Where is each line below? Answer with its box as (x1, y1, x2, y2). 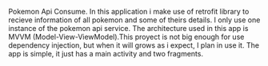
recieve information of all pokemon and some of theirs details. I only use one (8, 15, 261, 25)
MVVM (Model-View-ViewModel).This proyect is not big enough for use (8, 32, 245, 41)
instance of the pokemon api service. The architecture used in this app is (8, 24, 249, 33)
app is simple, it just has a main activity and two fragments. (8, 49, 204, 58)
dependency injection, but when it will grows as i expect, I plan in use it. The (8, 41, 260, 50)
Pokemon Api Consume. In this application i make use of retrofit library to (8, 7, 250, 16)
